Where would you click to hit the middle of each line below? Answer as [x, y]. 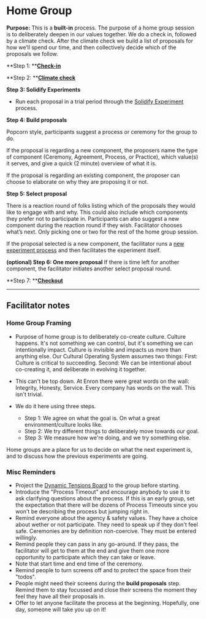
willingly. [26, 537]
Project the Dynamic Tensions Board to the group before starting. [97, 485]
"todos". [25, 577]
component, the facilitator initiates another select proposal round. [89, 269]
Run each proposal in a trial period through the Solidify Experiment [99, 101]
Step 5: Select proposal [37, 194]
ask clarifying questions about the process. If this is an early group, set [105, 498]
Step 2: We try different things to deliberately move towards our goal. [112, 431]
